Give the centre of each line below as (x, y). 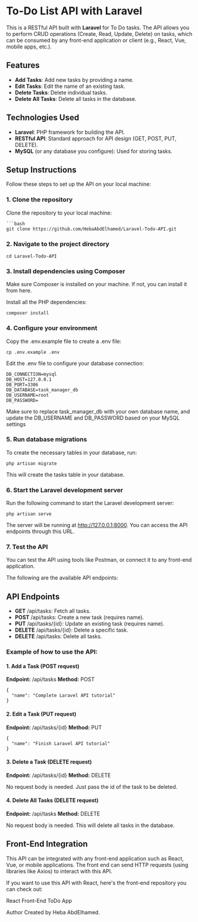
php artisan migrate (32, 463)
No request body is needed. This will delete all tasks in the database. (90, 825)
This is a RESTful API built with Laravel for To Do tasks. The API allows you (98, 27)
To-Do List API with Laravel (74, 11)
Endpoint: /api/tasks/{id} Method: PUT (54, 727)
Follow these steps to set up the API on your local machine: (79, 184)
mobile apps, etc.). (29, 47)
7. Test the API (27, 547)
